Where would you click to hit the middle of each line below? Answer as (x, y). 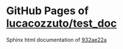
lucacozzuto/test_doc (61, 23)
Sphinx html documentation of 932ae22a (56, 40)
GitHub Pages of (47, 11)
